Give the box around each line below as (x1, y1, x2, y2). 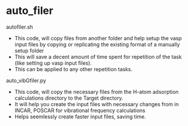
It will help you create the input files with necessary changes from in (14, 100, 179, 107)
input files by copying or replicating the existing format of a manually (14, 41, 180, 48)
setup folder (14, 47, 44, 54)
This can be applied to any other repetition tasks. (14, 65, 133, 72)
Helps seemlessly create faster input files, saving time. (14, 113, 147, 120)
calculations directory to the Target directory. (14, 94, 124, 101)
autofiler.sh (6, 23, 33, 30)
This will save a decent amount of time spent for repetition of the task (14, 53, 182, 60)
